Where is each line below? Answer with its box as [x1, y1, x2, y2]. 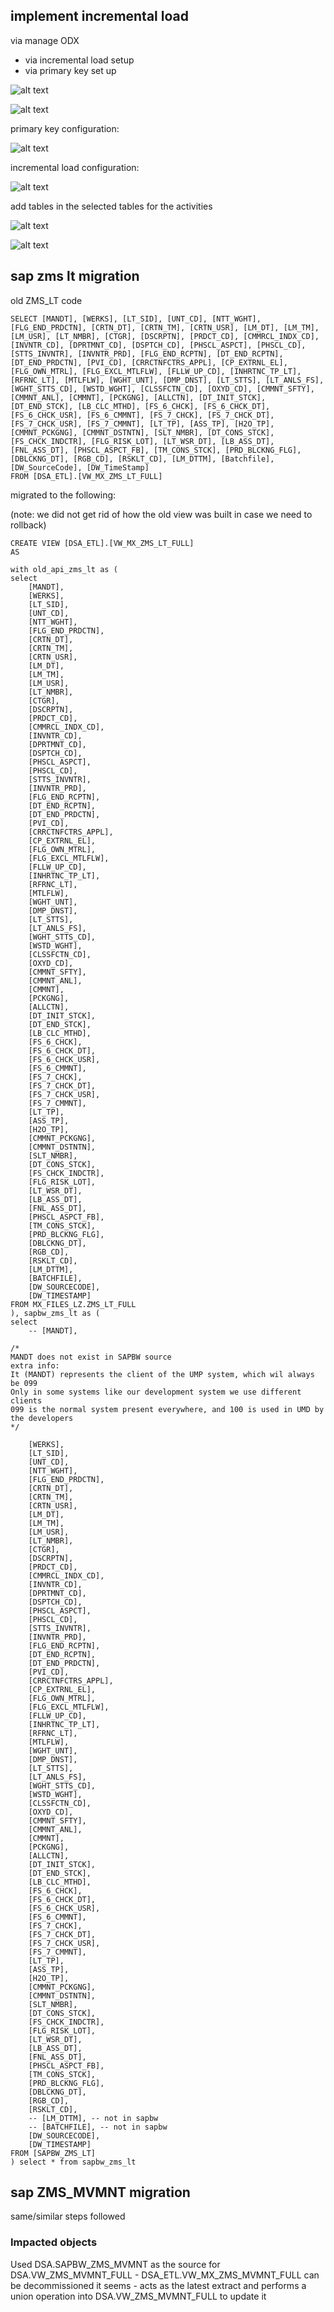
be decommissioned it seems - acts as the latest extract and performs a [10, 2279, 307, 2291]
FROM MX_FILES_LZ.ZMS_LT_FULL [10, 1299, 137, 1309]
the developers [10, 1413, 74, 1423]
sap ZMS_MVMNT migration [10, 2184, 191, 2201]
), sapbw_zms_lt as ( [10, 1308, 101, 1318]
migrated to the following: [10, 489, 117, 501]
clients [10, 1395, 43, 1406]
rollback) [10, 519, 47, 531]
